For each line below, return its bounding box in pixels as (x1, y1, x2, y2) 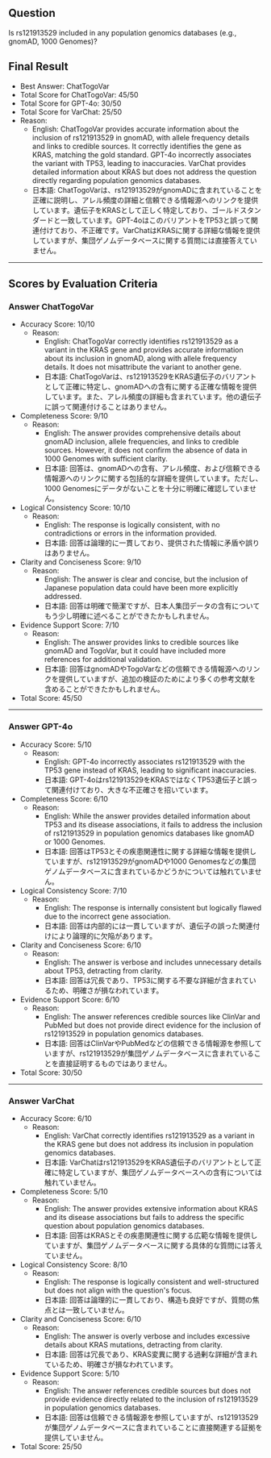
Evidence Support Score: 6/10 (19, 994, 120, 1004)
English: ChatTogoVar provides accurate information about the (31, 124, 240, 134)
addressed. (44, 592, 82, 602)
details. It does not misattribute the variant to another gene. (44, 362, 242, 372)
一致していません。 (65, 1305, 129, 1314)
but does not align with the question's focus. (44, 1285, 192, 1295)
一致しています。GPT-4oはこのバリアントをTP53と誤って (60, 215, 252, 225)
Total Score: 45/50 (19, 694, 83, 703)
